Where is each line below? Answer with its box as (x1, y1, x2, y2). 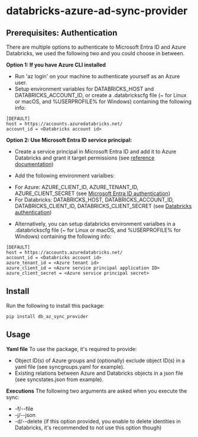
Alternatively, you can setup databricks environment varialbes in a (14, 221, 176, 227)
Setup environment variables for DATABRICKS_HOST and (14, 85, 154, 92)
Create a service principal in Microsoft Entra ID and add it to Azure (14, 148, 177, 155)
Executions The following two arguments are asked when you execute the (6, 387, 187, 394)
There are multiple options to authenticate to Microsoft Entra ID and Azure (6, 43, 186, 50)
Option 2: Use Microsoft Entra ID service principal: (6, 136, 132, 143)
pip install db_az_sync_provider (6, 313, 89, 320)
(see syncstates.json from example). (14, 375, 103, 383)
